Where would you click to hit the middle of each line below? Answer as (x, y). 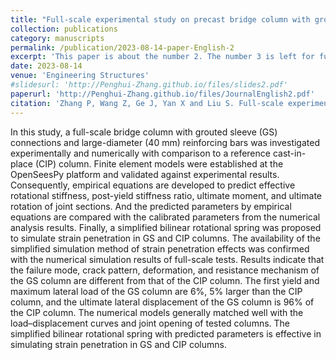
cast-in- (289, 153)
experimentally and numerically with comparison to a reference (140, 153)
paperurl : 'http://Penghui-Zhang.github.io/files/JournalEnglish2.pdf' (162, 94)
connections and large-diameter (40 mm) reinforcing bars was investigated (165, 142)
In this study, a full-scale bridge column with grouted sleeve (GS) (144, 132)
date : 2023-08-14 (46, 66)
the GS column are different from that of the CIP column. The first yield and (165, 280)
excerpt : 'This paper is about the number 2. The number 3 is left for (162, 57)
